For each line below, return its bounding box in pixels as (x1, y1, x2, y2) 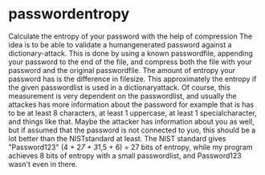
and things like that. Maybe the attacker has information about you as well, (8, 116, 255, 126)
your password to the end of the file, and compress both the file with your (8, 57, 252, 67)
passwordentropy (8, 5, 130, 23)
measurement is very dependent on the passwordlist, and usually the (8, 91, 237, 100)
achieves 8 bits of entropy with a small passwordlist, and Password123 (8, 150, 243, 161)
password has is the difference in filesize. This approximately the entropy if (8, 74, 257, 83)
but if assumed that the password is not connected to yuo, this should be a (8, 125, 256, 135)
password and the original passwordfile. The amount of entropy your (8, 65, 235, 75)
